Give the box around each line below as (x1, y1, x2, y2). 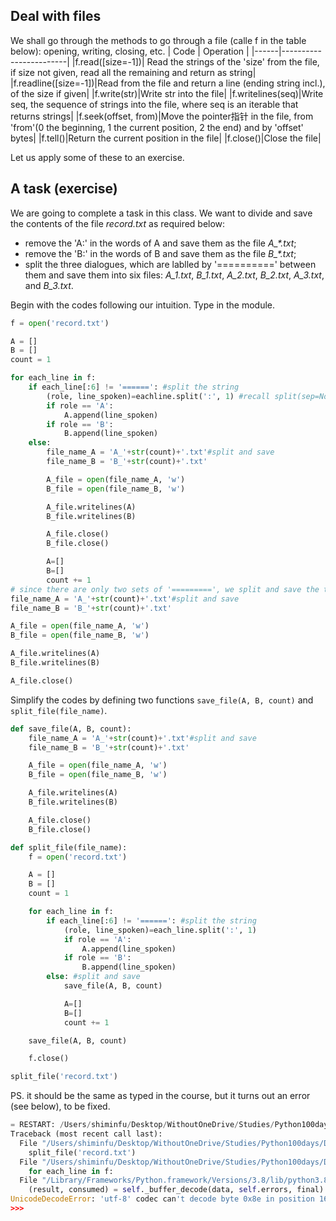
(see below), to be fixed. (10, 1100, 111, 1113)
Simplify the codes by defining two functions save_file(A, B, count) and (10, 694, 314, 706)
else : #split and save (46, 972, 141, 982)
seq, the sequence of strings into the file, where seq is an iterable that (10, 98, 299, 110)
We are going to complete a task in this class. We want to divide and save (10, 207, 313, 219)
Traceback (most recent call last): (10, 1129, 163, 1139)
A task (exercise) (10, 180, 118, 198)
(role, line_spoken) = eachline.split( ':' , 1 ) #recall (46, 391, 271, 401)
